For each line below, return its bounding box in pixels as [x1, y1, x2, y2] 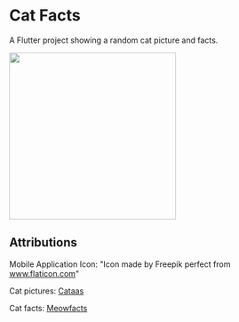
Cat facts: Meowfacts [9, 302, 88, 313]
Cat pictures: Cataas [9, 286, 84, 296]
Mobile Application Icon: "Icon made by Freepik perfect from [9, 259, 231, 270]
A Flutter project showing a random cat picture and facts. [9, 35, 219, 45]
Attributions [9, 235, 78, 250]
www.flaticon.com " [9, 268, 80, 278]
